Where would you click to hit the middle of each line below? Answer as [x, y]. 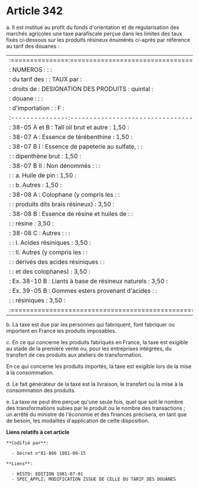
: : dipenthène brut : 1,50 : [45, 156]
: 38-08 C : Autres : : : [40, 233]
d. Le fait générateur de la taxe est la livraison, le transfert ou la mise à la [95, 384]
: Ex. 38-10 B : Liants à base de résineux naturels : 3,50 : [89, 281]
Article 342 [35, 11]
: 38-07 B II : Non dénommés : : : [55, 166]
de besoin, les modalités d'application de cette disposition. [78, 421]
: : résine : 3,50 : [32, 223]
